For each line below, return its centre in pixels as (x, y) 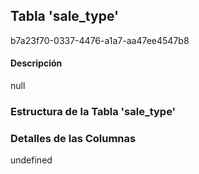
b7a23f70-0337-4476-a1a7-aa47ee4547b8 (100, 40)
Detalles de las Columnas (73, 138)
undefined (31, 160)
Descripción (36, 63)
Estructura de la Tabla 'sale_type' (93, 111)
